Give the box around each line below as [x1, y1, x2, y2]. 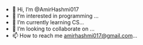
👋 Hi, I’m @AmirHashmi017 [12, 6, 79, 13]
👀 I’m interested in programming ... [12, 12, 99, 19]
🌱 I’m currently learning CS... [12, 19, 85, 26]
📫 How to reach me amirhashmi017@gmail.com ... [12, 32, 138, 39]
